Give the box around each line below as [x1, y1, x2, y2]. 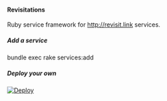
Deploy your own [7, 69, 57, 77]
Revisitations [7, 5, 46, 14]
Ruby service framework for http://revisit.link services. [7, 20, 161, 29]
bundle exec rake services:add [7, 53, 94, 61]
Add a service [7, 36, 48, 44]
